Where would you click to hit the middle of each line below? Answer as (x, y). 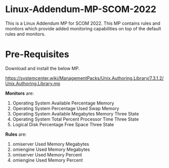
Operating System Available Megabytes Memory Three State (76, 114)
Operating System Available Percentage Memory (63, 103)
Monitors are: (20, 93)
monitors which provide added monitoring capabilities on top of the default (83, 28)
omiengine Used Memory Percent (48, 160)
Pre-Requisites (37, 54)
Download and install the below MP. (43, 68)
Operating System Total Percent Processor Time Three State (76, 119)
